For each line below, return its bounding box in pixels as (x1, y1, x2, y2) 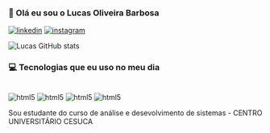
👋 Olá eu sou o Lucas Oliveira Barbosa (8, 7, 160, 19)
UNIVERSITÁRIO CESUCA (8, 117, 93, 127)
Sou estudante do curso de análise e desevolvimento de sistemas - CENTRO (8, 108, 263, 118)
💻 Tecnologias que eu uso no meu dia (8, 62, 160, 73)
